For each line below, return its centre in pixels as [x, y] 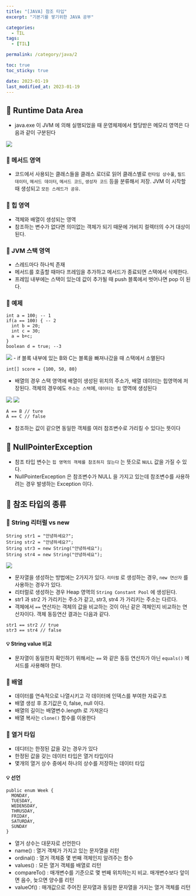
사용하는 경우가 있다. [38, 584]
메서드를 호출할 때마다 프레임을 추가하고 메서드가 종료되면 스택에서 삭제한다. [102, 272]
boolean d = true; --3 [34, 347]
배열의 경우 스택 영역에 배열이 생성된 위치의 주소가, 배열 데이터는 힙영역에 [98, 381]
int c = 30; [26, 331]
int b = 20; [26, 326]
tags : [13, 39]
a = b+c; [22, 336]
